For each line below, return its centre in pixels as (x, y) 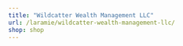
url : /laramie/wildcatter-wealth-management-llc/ (92, 23)
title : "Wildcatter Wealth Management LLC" (81, 15)
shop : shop (26, 30)
